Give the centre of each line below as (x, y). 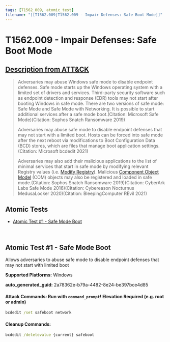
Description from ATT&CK (47, 69)
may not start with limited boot (37, 265)
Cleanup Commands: (28, 324)
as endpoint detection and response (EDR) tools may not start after (88, 98)
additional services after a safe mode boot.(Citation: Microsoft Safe (88, 114)
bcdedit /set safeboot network (38, 313)
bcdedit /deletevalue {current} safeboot (50, 335)
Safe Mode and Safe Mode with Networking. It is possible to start (86, 109)
